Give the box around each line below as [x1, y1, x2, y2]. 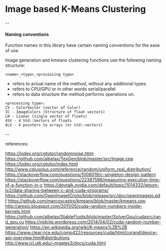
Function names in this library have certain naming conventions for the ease [5, 42, 160, 48]
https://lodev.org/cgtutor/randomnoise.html [5, 150, 94, 157]
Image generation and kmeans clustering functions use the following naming [5, 57, 162, 63]
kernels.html [5, 208, 31, 214]
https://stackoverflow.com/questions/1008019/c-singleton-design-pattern [5, 172, 156, 178]
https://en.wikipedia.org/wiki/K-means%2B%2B [29, 224, 127, 230]
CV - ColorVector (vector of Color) [5, 105, 81, 110]
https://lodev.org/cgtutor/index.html [5, 161, 78, 167]
